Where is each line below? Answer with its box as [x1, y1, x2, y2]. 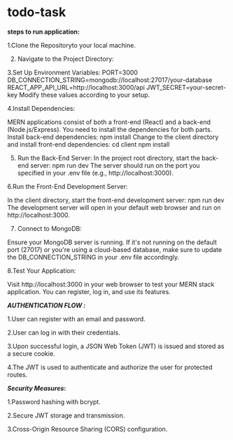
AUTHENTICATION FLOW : [7, 301, 86, 309]
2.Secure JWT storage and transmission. [7, 411, 125, 420]
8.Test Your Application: [7, 266, 76, 274]
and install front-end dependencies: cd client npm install [7, 140, 170, 148]
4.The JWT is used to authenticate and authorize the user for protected [7, 363, 213, 371]
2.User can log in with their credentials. [7, 328, 120, 337]
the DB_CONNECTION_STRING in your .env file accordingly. [7, 253, 180, 261]
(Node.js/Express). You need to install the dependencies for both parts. [7, 125, 213, 133]
